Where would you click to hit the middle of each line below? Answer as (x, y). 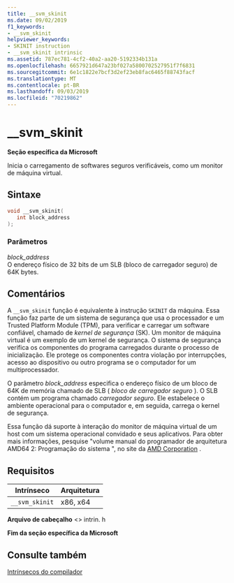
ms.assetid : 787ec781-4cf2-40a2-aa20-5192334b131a (82, 59)
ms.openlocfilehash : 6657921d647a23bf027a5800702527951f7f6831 (101, 66)
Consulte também (47, 555)
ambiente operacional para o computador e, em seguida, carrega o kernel (114, 406)
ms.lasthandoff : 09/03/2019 (48, 91)
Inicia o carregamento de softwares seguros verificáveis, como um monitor (115, 165)
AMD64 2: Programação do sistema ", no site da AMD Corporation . (104, 449)
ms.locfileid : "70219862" (45, 98)
